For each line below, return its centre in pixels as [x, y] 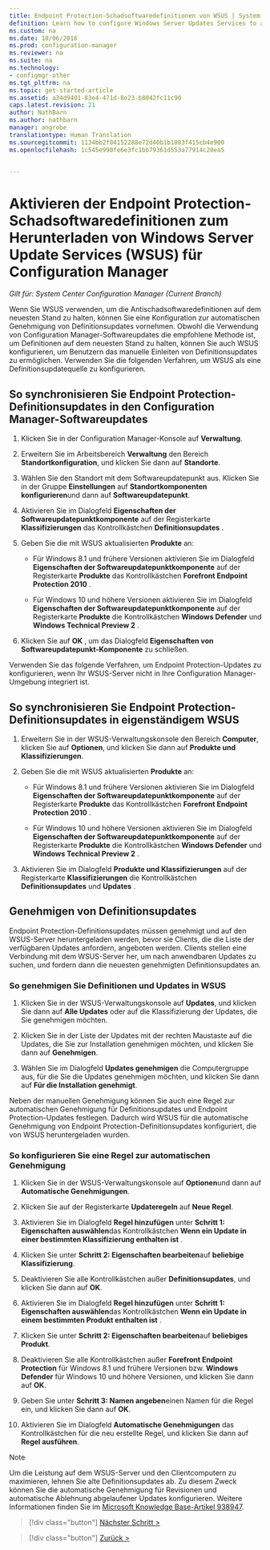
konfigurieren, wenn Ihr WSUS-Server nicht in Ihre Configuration [116, 673]
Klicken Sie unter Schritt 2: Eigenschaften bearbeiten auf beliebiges [134, 1336]
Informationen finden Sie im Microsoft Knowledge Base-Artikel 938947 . [127, 1507]
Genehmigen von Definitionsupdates [103, 912]
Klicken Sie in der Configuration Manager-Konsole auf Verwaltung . [131, 438]
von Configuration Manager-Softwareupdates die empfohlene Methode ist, [132, 335]
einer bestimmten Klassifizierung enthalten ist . [102, 1240]
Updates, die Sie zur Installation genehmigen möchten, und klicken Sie [137, 1044]
